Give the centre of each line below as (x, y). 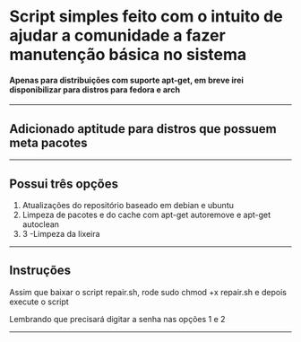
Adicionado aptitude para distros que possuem (143, 129)
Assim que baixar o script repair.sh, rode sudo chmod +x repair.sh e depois (148, 292)
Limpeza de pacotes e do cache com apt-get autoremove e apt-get (146, 215)
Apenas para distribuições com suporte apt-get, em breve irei (127, 80)
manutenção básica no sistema (128, 55)
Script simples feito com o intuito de (146, 17)
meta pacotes (48, 142)
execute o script (39, 302)
